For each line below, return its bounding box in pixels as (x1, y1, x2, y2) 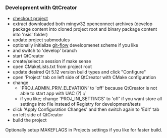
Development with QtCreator (5, 4, 77, 11)
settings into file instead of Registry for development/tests (20, 101, 141, 107)
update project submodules (12, 37, 70, 43)
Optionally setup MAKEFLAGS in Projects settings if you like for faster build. (5, 127, 162, 133)
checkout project (12, 16, 48, 22)
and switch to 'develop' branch (12, 47, 77, 54)
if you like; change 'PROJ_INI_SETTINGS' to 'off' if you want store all (20, 96, 162, 102)
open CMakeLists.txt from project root (12, 63, 92, 70)
